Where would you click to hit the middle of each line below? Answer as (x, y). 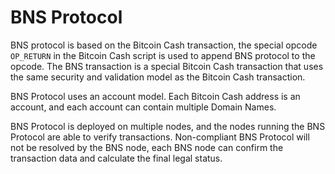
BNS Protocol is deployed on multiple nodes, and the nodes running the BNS (168, 126)
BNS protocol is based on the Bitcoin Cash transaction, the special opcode (164, 45)
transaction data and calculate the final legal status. (116, 158)
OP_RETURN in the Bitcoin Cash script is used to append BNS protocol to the (163, 55)
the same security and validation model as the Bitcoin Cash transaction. (158, 77)
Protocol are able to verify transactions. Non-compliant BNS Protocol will (160, 137)
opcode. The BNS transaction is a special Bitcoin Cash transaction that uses (167, 66)
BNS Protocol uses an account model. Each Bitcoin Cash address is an (155, 96)
